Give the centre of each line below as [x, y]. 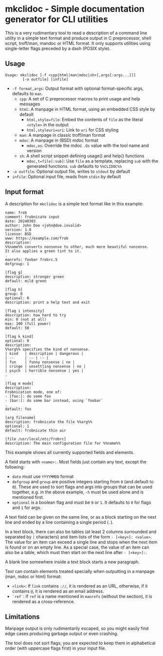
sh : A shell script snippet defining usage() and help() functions [82, 156]
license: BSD [18, 234]
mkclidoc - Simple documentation [75, 9]
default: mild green [26, 281]
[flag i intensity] [25, 311]
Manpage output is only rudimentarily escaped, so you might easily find [77, 629]
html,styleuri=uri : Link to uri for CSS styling [72, 130]
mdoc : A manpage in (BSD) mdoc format [59, 140]
